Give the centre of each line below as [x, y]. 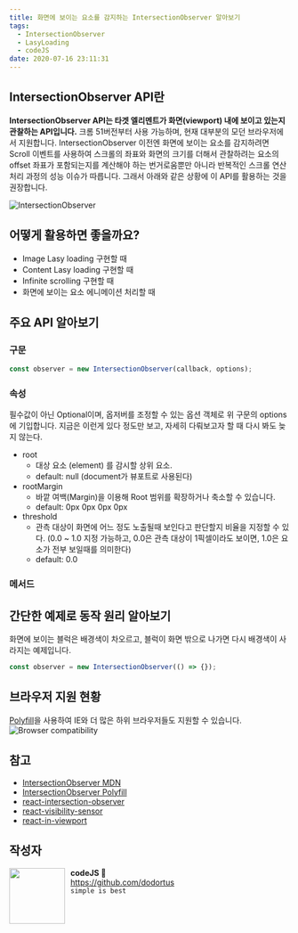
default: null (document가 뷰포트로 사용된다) [114, 477]
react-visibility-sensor [63, 811]
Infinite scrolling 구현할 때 [68, 281]
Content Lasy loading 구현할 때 [78, 269]
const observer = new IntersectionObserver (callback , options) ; [131, 369]
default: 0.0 [56, 560]
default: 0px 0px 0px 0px [81, 507]
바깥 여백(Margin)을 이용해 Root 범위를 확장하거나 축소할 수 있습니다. [155, 497]
